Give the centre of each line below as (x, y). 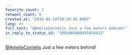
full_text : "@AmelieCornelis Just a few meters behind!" (66, 28)
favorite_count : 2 (24, 10)
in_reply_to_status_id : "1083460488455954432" (55, 33)
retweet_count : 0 (23, 14)
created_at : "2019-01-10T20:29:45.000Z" (48, 19)
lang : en (14, 24)
